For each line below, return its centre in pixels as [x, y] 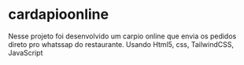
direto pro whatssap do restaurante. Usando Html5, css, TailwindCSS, [121, 44]
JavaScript [26, 52]
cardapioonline [58, 14]
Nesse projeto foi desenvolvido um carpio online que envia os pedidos [122, 36]
